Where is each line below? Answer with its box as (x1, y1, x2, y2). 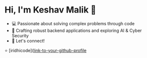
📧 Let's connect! (11, 38, 45, 43)
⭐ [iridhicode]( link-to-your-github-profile (4, 47, 87, 53)
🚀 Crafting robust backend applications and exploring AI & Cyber (11, 28, 142, 33)
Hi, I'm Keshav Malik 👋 (4, 4, 96, 15)
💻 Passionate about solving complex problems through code (11, 20, 135, 26)
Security (11, 32, 29, 38)
